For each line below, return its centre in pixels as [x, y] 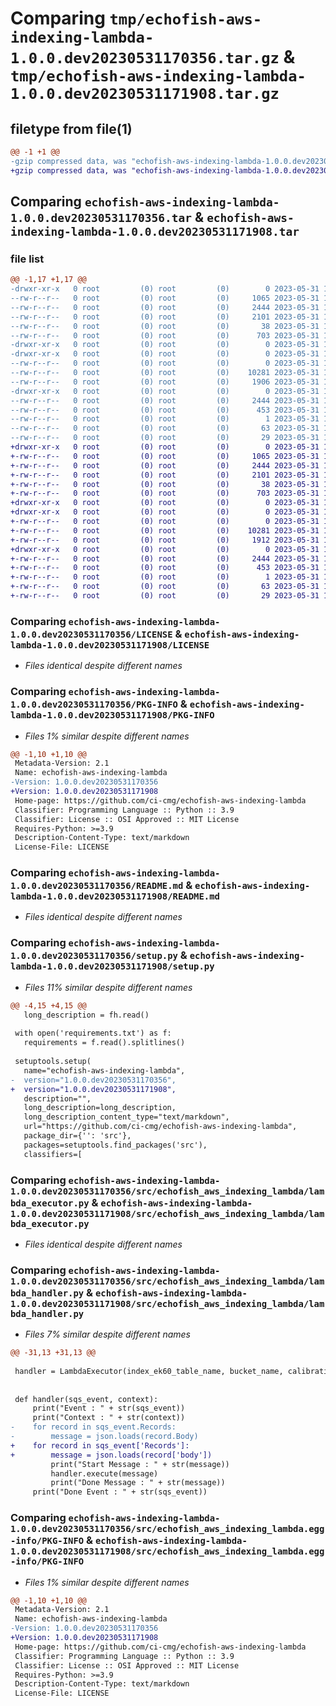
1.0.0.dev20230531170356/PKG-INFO [94, 705]
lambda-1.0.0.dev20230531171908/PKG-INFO [112, 715]
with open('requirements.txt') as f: [93, 1033]
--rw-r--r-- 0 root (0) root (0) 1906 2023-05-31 [165, 382]
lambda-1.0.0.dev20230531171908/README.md [115, 896]
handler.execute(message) [104, 1473]
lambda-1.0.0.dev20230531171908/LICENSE [110, 645]
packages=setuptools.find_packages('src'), [115, 1145]
